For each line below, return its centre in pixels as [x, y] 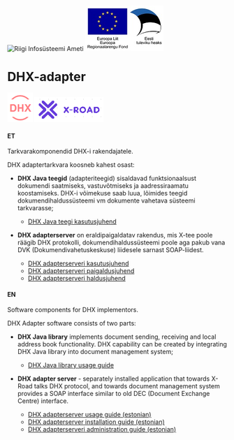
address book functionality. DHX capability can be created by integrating [122, 344]
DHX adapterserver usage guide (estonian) [89, 415]
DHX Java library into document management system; [95, 352]
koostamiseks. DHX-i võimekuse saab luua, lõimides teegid [102, 193]
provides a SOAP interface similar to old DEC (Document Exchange [114, 394]
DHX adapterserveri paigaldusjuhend [81, 271]
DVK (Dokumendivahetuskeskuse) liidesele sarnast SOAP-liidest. [110, 250]
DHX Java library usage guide [71, 365]
